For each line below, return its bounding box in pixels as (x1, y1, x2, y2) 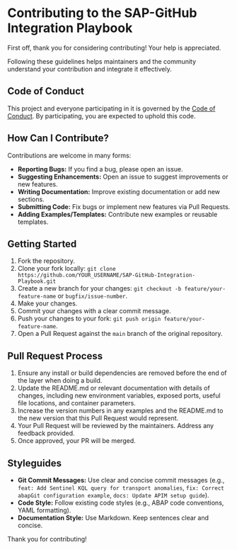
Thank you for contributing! (7, 535, 87, 543)
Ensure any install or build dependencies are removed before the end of (17, 369, 228, 377)
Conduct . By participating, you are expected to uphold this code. (7, 111, 196, 120)
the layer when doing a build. (17, 376, 103, 385)
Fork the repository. (17, 257, 76, 265)
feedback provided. (17, 429, 75, 437)
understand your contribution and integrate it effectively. (7, 64, 172, 73)
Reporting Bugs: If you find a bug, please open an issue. (17, 164, 183, 173)
